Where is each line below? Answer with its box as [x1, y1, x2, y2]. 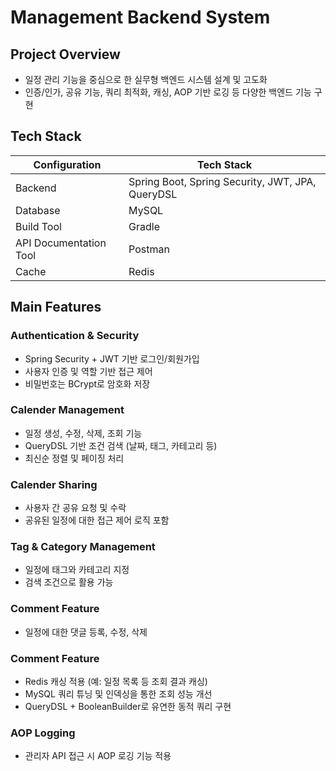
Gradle [128, 219, 161, 233]
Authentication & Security [10, 329, 140, 343]
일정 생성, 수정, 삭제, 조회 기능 [24, 427, 143, 439]
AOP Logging [10, 726, 76, 740]
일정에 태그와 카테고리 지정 [24, 564, 130, 576]
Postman [128, 242, 170, 256]
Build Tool [15, 219, 62, 233]
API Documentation [15, 236, 107, 250]
